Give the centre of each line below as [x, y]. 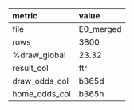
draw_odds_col [41, 81]
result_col [31, 68]
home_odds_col [42, 94]
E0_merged [100, 29]
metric [25, 16]
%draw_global [39, 55]
